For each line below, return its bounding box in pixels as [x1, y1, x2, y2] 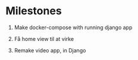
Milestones [5, 4, 62, 18]
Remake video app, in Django [14, 46, 86, 54]
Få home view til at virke [14, 35, 74, 42]
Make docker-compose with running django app [14, 24, 133, 31]
